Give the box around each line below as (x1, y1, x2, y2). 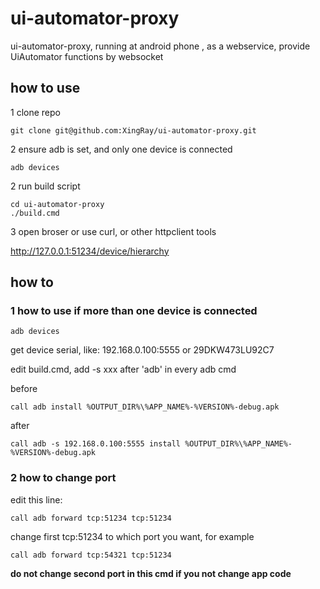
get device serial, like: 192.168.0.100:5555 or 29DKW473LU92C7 (10, 344, 275, 356)
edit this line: (10, 493, 63, 506)
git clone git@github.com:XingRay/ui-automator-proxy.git (10, 125, 257, 136)
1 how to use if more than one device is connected (10, 304, 258, 318)
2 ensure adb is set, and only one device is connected (10, 143, 233, 155)
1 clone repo (10, 106, 61, 118)
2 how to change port (10, 471, 117, 485)
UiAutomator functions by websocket (10, 50, 164, 62)
